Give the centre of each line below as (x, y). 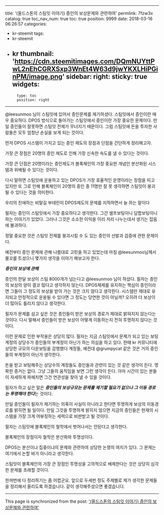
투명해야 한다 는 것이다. (31, 393)
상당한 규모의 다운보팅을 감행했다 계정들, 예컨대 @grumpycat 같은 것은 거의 (77, 348)
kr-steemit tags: (28, 33)
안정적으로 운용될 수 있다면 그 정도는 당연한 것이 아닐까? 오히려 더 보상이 (87, 297)
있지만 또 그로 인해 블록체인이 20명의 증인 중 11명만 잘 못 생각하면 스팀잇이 (76, 186)
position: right (33, 100)
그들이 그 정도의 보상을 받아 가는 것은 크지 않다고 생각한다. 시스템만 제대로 (80, 291)
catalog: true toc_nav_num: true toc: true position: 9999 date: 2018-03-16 (79, 19)
